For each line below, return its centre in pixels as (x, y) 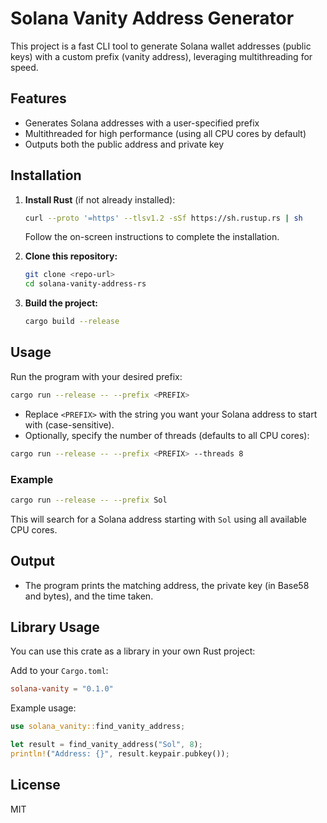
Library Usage (55, 627)
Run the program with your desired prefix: (96, 376)
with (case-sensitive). (69, 424)
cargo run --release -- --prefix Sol (89, 500)
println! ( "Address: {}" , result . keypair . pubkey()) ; (120, 754)
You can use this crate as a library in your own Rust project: (133, 651)
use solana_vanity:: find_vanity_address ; (98, 727)
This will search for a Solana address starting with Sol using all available (158, 519)
